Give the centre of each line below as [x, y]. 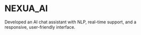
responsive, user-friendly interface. [40, 27]
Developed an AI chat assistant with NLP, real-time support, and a [70, 22]
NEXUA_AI [26, 9]
